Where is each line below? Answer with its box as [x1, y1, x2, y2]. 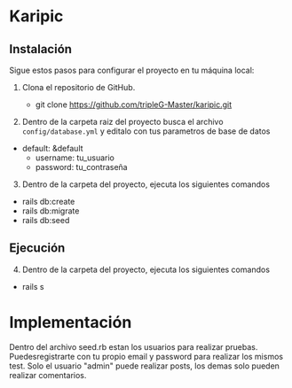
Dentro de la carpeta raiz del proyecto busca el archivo [21, 117, 224, 127]
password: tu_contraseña [35, 162, 128, 172]
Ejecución [9, 241, 66, 256]
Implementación [9, 313, 132, 332]
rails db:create [21, 197, 75, 206]
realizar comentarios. [9, 369, 87, 380]
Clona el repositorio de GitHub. [21, 82, 136, 92]
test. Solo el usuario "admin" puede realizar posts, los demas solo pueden [9, 361, 280, 371]
